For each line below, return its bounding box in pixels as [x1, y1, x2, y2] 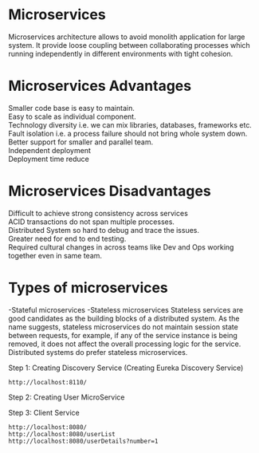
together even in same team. [8, 250, 102, 260]
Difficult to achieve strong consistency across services [8, 208, 189, 218]
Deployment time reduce [8, 154, 89, 163]
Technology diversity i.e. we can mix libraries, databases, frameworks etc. [8, 120, 253, 129]
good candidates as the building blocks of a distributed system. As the [8, 313, 240, 323]
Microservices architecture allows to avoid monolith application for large [8, 32, 245, 41]
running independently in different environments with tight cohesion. [8, 49, 233, 58]
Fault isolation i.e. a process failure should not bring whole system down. [8, 128, 248, 138]
